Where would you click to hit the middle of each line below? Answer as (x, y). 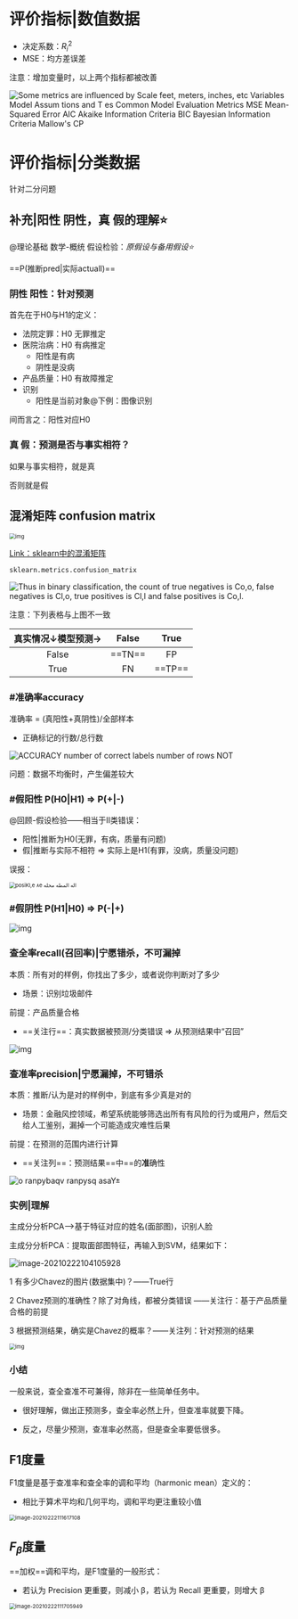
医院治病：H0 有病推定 (64, 345)
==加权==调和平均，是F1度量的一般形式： (86, 1572)
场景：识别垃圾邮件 (57, 993)
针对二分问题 (32, 189)
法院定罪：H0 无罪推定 (64, 334)
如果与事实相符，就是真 (52, 466)
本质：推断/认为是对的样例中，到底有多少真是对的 (101, 1095)
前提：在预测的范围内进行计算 (64, 1144)
